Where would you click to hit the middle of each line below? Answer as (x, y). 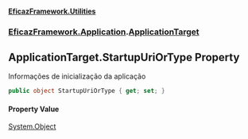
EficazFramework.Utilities (52, 11)
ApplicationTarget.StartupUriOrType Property (124, 57)
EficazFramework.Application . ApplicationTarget (104, 32)
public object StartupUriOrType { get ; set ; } (87, 91)
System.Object (32, 126)
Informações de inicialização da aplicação (77, 76)
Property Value (34, 109)
